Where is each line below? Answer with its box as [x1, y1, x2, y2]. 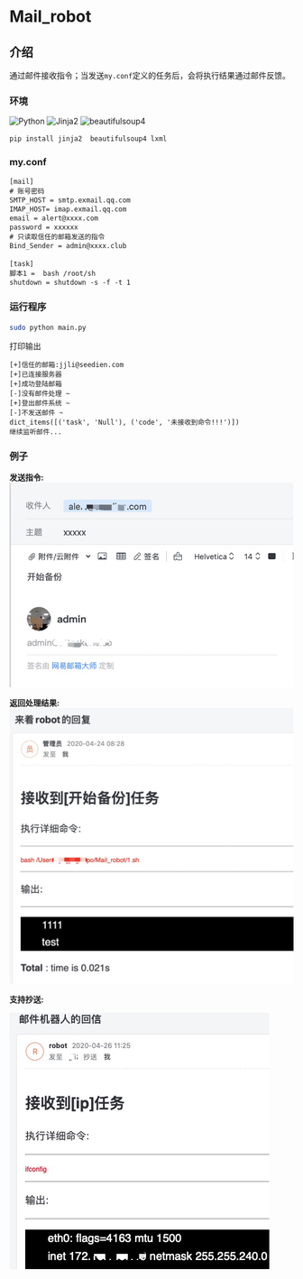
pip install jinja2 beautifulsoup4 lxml [9, 134, 168, 143]
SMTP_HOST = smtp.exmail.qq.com [9, 196, 131, 205]
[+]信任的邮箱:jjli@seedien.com [9, 360, 124, 369]
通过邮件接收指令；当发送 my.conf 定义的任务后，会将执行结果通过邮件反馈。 [9, 70, 291, 80]
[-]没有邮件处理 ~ [9, 389, 70, 398]
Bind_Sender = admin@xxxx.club [9, 242, 127, 251]
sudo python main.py [9, 323, 87, 332]
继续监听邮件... [9, 427, 62, 437]
